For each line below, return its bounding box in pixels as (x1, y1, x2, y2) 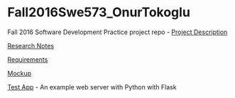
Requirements (7, 55, 48, 64)
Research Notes (7, 41, 55, 50)
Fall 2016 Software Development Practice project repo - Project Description (7, 28, 228, 36)
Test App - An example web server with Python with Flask (7, 82, 177, 91)
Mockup (7, 69, 32, 77)
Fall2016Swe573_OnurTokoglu (7, 4, 190, 21)
